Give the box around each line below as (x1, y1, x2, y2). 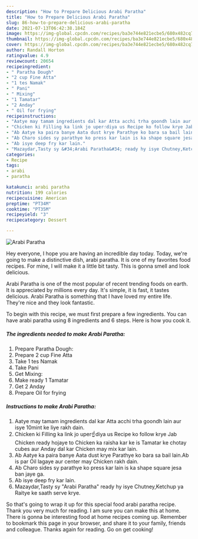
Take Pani (14, 364, 39, 371)
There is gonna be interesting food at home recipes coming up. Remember (6, 513, 187, 520)
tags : (6, 163, 19, 168)
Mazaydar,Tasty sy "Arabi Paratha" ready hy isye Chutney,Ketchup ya (14, 483, 184, 490)
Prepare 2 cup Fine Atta (14, 351, 72, 358)
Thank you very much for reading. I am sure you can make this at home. (6, 506, 181, 514)
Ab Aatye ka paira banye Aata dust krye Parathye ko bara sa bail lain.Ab (14, 452, 189, 459)
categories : (6, 151, 35, 157)
